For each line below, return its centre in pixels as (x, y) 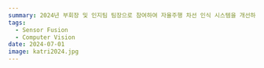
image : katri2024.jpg (44, 52)
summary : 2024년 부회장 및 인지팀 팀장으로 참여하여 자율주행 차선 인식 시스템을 (122, 15)
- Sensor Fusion (42, 30)
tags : (17, 23)
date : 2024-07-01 (37, 45)
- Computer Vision (46, 37)
